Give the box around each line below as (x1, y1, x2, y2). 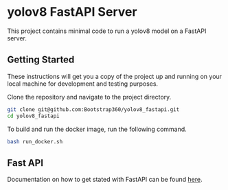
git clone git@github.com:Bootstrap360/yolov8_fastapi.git (7, 106, 180, 113)
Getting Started (7, 54, 75, 66)
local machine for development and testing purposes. (7, 80, 159, 88)
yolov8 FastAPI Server (7, 4, 137, 20)
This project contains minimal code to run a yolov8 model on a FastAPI (7, 27, 207, 35)
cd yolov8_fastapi (7, 112, 60, 119)
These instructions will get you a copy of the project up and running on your (7, 72, 222, 80)
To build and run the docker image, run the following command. (7, 125, 187, 133)
